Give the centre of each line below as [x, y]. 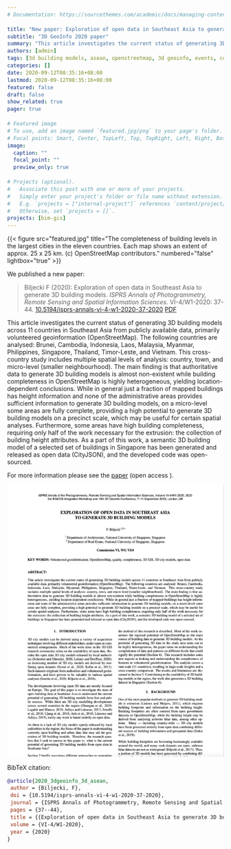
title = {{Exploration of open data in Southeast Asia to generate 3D [113, 817]
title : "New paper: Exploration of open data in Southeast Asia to [106, 29]
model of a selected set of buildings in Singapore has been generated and [112, 448]
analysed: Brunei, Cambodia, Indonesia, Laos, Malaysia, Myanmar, [101, 345]
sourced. [20, 462]
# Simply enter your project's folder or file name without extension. [115, 197]
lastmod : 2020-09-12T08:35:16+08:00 [59, 80]
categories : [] [29, 66]
